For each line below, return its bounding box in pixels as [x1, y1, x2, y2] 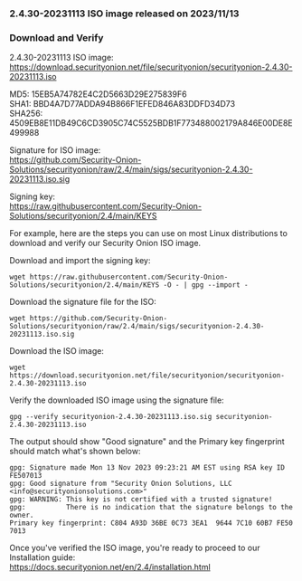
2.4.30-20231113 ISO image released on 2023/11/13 [9, 7, 240, 20]
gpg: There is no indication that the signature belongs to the [9, 503, 294, 512]
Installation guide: [9, 552, 76, 563]
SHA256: [9, 108, 43, 119]
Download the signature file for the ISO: [9, 297, 156, 308]
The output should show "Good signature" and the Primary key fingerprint [9, 436, 285, 447]
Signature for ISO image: [9, 145, 101, 156]
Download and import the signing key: [9, 255, 151, 266]
